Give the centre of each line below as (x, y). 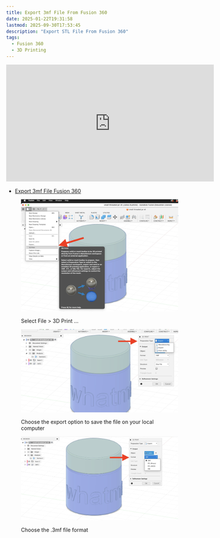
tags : (13, 38)
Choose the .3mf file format (55, 530)
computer (33, 428)
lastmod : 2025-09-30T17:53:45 (44, 25)
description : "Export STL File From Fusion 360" (67, 31)
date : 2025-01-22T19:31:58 (39, 19)
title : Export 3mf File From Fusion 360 (57, 12)
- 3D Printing (29, 50)
